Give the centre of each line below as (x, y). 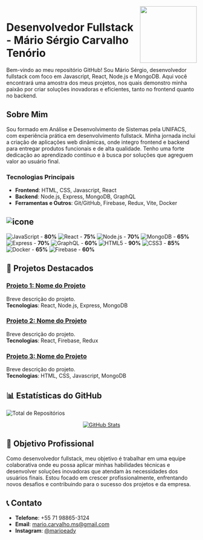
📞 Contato (24, 503)
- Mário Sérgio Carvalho (67, 40)
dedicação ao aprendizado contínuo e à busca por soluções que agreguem (100, 155)
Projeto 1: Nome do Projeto (46, 285)
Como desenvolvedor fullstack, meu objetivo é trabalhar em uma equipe (96, 458)
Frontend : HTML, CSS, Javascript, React (66, 190)
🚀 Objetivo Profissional (50, 444)
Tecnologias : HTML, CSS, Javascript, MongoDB (66, 376)
